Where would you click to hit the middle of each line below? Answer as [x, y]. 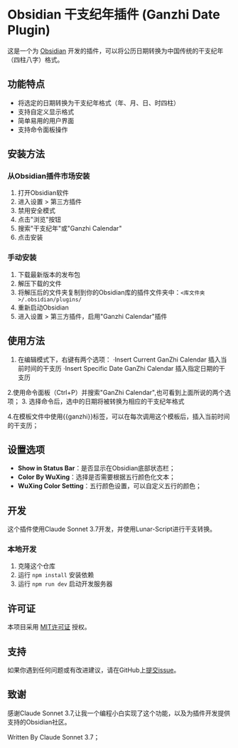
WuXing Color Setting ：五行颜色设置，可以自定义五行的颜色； [110, 486]
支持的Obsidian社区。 [39, 722]
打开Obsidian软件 [43, 193]
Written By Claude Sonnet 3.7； [54, 737]
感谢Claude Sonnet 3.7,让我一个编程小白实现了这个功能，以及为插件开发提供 [119, 713]
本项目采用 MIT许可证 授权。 [49, 627]
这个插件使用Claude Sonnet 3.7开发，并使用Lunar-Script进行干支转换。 [112, 529]
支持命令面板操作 [43, 130]
